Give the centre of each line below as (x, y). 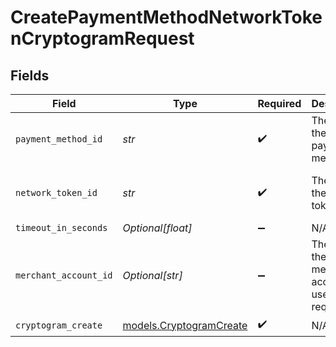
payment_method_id (59, 139)
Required (279, 103)
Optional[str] (152, 275)
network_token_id (56, 192)
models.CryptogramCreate (185, 325)
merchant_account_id (64, 275)
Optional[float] (157, 228)
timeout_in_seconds (61, 227)
